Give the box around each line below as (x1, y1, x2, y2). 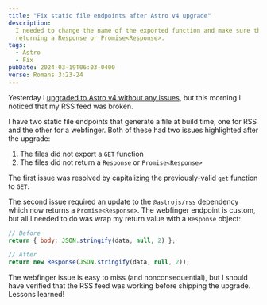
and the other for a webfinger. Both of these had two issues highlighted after (8, 125, 259, 135)
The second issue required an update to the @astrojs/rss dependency (8, 197, 239, 206)
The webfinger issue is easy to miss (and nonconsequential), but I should (8, 272, 248, 283)
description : (8, 19, 52, 27)
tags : (8, 41, 26, 49)
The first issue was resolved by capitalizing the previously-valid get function (8, 173, 258, 182)
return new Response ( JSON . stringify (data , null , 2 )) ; (8, 258, 191, 267)
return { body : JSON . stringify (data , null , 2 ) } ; (8, 237, 176, 244)
